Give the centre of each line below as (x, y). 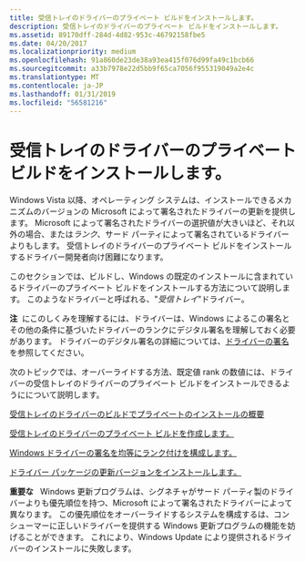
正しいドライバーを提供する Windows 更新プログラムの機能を (173, 526)
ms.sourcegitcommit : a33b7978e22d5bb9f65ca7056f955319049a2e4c (132, 69)
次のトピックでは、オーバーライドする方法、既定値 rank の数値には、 (140, 372)
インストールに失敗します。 (85, 548)
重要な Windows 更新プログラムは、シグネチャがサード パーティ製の (140, 492)
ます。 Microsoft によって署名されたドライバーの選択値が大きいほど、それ (148, 223)
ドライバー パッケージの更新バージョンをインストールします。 (126, 472)
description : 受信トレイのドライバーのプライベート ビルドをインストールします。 (146, 26)
